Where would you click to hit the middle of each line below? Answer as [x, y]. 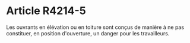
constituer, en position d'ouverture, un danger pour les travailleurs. [88, 33]
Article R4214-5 [46, 11]
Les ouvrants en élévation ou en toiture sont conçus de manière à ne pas [95, 27]
